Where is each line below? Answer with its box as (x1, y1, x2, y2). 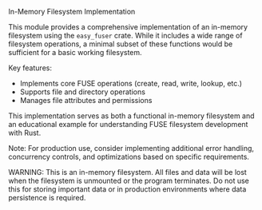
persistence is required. (8, 193, 86, 202)
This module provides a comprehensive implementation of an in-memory (8, 22, 248, 31)
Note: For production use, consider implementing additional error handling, (8, 144, 254, 153)
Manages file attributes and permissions (19, 96, 153, 105)
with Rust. (8, 128, 42, 137)
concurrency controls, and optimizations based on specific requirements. (8, 152, 250, 161)
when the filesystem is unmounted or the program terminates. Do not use (8, 176, 250, 185)
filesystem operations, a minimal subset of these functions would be (8, 39, 233, 49)
